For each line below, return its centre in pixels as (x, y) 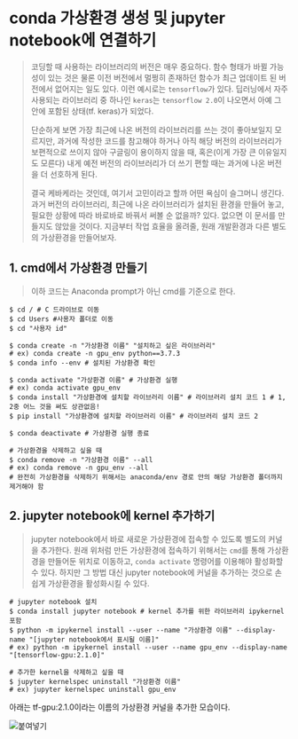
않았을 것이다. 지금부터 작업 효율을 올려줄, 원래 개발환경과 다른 (162, 226)
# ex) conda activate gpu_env (65, 388)
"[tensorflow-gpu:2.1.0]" (57, 655)
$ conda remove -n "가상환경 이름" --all (81, 460)
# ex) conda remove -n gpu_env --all (79, 468)
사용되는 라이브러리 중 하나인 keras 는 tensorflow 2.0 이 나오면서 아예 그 (156, 99)
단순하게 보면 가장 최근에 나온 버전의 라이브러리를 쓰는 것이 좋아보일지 (152, 130)
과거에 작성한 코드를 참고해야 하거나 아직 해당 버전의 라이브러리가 (169, 141)
